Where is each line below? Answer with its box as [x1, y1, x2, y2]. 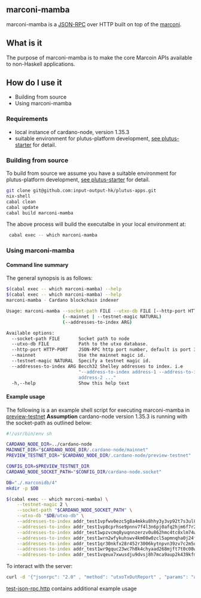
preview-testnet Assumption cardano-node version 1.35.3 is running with [6, 412, 187, 420]
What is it [6, 38, 42, 48]
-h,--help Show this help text [11, 380, 130, 386]
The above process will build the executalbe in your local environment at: [6, 221, 187, 228]
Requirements [6, 115, 48, 123]
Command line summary [6, 261, 69, 268]
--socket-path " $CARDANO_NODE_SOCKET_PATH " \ [17, 507, 133, 514]
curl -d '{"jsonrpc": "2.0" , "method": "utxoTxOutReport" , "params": [6, 574, 188, 580]
